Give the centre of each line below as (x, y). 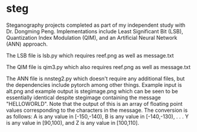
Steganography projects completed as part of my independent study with (96, 25)
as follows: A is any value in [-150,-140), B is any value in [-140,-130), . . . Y (97, 116)
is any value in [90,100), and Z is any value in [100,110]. (73, 122)
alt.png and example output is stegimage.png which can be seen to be (92, 91)
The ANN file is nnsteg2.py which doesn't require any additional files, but (96, 78)
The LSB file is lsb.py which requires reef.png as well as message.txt (90, 55)
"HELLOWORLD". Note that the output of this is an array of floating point (94, 103)
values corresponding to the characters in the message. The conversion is (97, 110)
